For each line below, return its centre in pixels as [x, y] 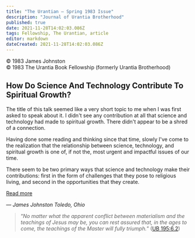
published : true [26, 22]
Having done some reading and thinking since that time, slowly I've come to [97, 139]
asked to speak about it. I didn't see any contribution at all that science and [97, 115]
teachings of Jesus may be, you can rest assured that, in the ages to [104, 222]
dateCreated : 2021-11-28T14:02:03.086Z [55, 45]
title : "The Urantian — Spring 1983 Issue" [60, 11]
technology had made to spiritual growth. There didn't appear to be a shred [97, 122]
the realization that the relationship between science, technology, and [90, 145]
